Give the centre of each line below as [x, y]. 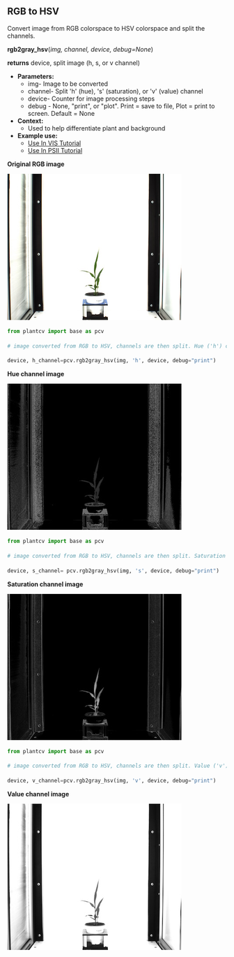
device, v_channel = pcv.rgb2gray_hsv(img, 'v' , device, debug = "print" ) [112, 781]
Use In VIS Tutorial [54, 143]
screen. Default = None [61, 113]
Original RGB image [36, 164]
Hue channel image [36, 374]
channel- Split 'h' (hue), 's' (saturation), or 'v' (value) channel [115, 91]
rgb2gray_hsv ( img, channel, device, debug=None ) [80, 49]
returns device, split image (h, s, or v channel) [74, 63]
